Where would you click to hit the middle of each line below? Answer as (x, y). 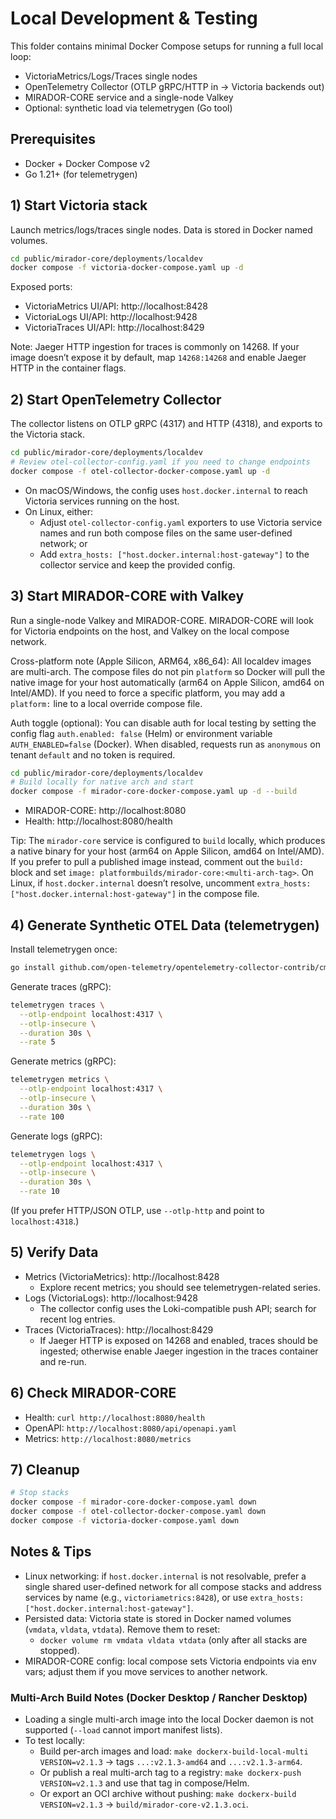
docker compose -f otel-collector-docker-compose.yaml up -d (140, 471)
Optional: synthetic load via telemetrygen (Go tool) (128, 108)
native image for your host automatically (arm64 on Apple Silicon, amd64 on (167, 682)
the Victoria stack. (48, 434)
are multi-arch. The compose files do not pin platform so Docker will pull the (168, 671)
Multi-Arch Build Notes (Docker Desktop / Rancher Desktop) (159, 1697)
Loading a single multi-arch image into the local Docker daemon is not (169, 1719)
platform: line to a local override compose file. (106, 703)
